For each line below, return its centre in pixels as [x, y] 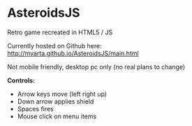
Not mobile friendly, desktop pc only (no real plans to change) [96, 66]
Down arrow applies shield [56, 101]
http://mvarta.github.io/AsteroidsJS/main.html [73, 53]
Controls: [21, 80]
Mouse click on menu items [57, 116]
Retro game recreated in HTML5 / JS [60, 32]
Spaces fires [35, 108]
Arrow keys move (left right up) [62, 94]
